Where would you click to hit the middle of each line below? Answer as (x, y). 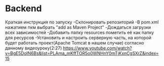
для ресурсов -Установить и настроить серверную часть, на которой (78, 38)
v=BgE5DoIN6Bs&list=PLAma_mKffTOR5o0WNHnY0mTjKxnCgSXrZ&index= (82, 53)
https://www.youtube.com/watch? (98, 48)
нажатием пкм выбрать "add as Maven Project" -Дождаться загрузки (78, 27)
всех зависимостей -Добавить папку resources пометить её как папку (80, 32)
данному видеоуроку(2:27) (34, 48)
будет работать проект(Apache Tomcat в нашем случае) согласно (75, 43)
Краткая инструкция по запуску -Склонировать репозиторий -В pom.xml (82, 22)
